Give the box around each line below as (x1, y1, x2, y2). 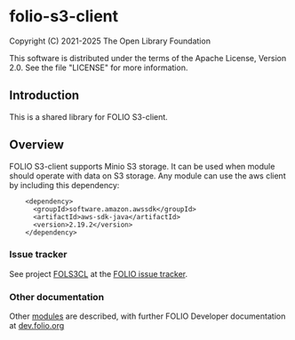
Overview (9, 138, 65, 153)
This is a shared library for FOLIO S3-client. (9, 111, 169, 122)
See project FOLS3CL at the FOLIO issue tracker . (9, 268, 188, 279)
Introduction (9, 88, 80, 103)
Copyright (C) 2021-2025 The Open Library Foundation (9, 36, 211, 46)
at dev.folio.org (9, 320, 65, 331)
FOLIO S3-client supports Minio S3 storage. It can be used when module (9, 161, 275, 171)
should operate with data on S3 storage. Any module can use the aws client (9, 170, 286, 181)
